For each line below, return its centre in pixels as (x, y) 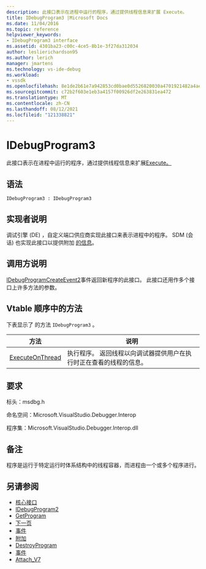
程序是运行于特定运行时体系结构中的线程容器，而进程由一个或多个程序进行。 (103, 465)
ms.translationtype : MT (37, 98)
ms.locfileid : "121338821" (41, 115)
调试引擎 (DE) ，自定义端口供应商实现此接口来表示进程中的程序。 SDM (96, 234)
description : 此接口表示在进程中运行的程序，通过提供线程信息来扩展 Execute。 (97, 12)
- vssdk (16, 80)
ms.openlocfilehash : (33, 87)
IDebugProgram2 (37, 509)
